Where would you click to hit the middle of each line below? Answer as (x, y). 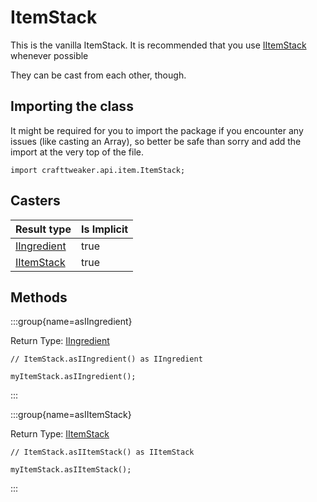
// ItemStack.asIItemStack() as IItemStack (102, 452)
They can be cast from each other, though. (98, 75)
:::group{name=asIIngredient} (71, 322)
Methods (39, 297)
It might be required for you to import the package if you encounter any (157, 130)
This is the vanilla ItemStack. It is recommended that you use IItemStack (158, 45)
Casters (35, 201)
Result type (43, 229)
